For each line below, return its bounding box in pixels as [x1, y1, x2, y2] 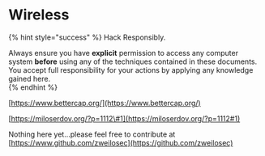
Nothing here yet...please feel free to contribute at [8, 129, 176, 139]
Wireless [8, 6, 70, 24]
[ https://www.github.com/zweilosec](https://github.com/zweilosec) [8, 137, 233, 147]
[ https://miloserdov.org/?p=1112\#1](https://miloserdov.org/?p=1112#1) [8, 113, 241, 123]
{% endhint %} [8, 82, 58, 92]
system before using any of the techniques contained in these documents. [8, 57, 258, 66]
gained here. [8, 74, 51, 83]
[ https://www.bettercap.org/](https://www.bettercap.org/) [8, 98, 201, 108]
